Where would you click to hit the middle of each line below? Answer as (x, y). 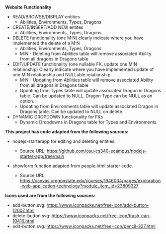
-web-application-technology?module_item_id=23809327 (79, 186)
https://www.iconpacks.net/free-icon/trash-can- (101, 216)
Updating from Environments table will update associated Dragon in (89, 106)
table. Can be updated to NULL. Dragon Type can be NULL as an (86, 96)
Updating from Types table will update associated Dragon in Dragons (90, 90)
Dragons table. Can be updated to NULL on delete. (72, 112)
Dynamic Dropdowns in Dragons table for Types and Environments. (89, 122)
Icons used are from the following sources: (50, 196)
